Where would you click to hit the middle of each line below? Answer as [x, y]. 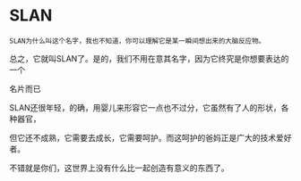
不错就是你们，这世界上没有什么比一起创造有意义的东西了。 [119, 168]
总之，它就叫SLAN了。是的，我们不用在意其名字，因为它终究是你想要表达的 [149, 58]
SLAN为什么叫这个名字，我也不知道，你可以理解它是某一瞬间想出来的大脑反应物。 [138, 41]
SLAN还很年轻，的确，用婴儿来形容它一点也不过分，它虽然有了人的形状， [146, 107]
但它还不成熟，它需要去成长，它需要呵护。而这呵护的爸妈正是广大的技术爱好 [150, 137]
